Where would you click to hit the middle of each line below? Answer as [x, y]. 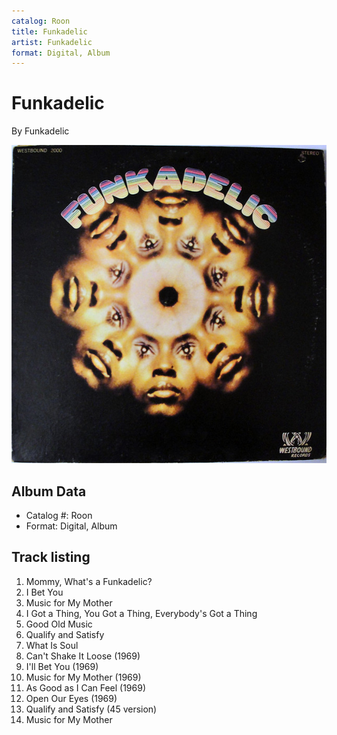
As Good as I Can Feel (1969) [86, 687]
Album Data [49, 491]
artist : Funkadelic [52, 42]
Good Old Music [59, 624]
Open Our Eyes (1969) [71, 698]
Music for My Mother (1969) [83, 677]
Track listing [51, 557]
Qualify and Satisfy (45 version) [91, 709]
